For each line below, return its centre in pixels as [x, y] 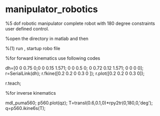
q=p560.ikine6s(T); [25, 108]
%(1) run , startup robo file [33, 48]
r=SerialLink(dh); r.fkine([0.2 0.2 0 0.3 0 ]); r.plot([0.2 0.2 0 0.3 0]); [75, 73]
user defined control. [27, 28]
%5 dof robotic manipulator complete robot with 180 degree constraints [80, 23]
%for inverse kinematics [31, 93]
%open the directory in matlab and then [47, 38]
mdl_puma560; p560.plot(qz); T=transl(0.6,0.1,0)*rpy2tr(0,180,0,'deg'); [79, 103]
